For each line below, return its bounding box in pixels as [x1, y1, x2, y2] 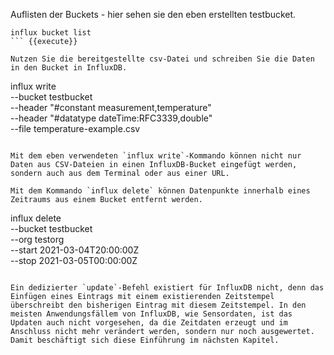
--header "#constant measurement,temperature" [10, 102, 212, 113]
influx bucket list [10, 28, 92, 38]
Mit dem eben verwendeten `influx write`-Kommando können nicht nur [10, 151, 302, 161]
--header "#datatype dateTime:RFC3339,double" [10, 112, 213, 124]
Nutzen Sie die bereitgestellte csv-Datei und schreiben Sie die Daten [10, 54, 315, 64]
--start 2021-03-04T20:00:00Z [10, 244, 140, 256]
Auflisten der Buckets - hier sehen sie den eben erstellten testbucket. [10, 9, 297, 20]
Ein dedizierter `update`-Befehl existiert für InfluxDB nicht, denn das [10, 283, 325, 293]
